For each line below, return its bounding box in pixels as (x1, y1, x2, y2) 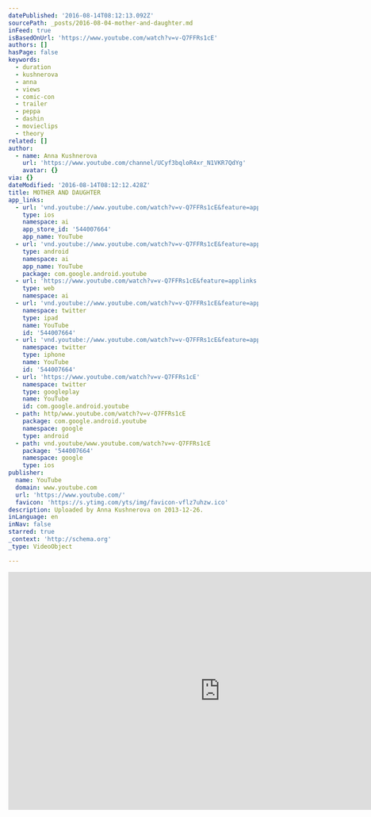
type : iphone (22, 351, 66, 359)
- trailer (15, 100, 48, 108)
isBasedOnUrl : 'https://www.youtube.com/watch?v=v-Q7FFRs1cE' (8, 33, 218, 42)
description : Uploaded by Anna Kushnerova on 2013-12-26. (8, 505, 204, 514)
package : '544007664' (22, 447, 94, 455)
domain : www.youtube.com (15, 483, 98, 492)
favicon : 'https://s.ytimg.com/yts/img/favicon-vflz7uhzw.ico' (15, 498, 228, 506)
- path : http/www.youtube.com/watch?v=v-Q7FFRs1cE (15, 410, 186, 418)
